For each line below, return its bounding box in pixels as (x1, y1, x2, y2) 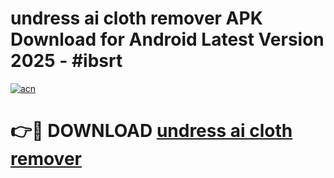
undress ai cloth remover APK (10, 7, 263, 30)
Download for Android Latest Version (10, 28, 325, 51)
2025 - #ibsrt (10, 50, 123, 72)
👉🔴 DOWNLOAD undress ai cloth (10, 120, 293, 142)
